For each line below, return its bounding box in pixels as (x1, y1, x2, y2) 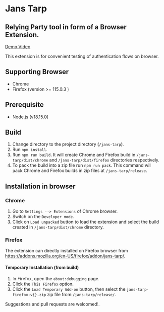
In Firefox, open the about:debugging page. (12, 275, 100, 281)
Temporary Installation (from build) (5, 264, 79, 271)
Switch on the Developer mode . (12, 214, 74, 220)
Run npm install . (12, 147, 48, 153)
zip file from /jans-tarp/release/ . (47, 291, 116, 297)
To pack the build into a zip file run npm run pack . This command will (12, 162, 152, 168)
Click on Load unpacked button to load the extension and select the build (12, 219, 159, 225)
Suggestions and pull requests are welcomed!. (5, 301, 100, 307)
